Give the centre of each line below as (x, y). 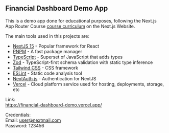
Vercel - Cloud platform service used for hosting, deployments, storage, (88, 84)
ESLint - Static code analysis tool (47, 73)
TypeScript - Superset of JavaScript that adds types (68, 57)
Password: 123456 (25, 125)
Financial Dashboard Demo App (57, 8)
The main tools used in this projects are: (47, 36)
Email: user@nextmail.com (33, 120)
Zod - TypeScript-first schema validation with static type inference (83, 62)
